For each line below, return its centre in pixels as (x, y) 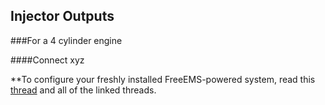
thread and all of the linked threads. (83, 90)
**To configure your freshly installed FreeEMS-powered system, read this (163, 79)
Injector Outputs (62, 16)
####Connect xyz (47, 60)
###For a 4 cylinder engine (66, 40)
